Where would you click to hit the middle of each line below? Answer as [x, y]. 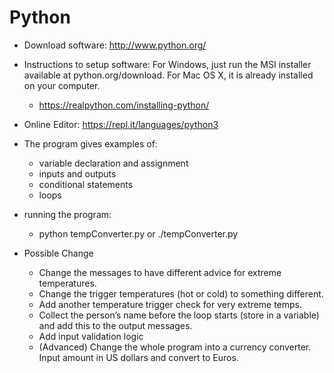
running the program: [67, 214]
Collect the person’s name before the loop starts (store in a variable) [179, 315]
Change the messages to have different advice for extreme [160, 272]
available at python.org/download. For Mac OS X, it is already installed [168, 75]
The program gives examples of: [90, 143]
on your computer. [62, 85]
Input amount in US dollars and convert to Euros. [138, 357]
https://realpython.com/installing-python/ [124, 105]
